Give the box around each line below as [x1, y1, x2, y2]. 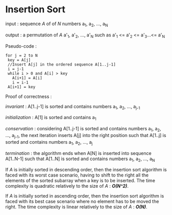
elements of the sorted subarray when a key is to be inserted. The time [5, 178, 156, 184]
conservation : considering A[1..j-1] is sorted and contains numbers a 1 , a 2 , [5, 126, 161, 133]
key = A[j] [7, 57, 31, 63]
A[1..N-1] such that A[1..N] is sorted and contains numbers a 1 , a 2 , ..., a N [5, 155, 155, 163]
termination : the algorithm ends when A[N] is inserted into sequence [5, 150, 151, 156]
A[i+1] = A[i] [12, 75, 43, 81]
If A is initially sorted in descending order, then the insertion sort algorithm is [5, 167, 167, 173]
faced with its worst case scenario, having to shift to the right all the [5, 172, 149, 178]
